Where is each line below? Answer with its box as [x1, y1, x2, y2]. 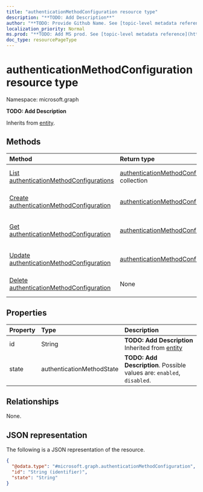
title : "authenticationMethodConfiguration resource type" [6, 8, 158, 15]
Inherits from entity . [6, 119, 56, 126]
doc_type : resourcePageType [6, 37, 77, 43]
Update [9, 251, 30, 259]
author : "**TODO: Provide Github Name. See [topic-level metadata [6, 20, 177, 26]
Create [9, 193, 29, 202]
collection [120, 176, 148, 184]
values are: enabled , [124, 368, 181, 377]
